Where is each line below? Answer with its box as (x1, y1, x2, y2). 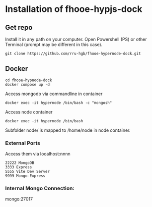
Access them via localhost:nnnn (5, 151, 71, 157)
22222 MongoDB (5, 160, 35, 165)
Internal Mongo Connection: (5, 185, 75, 192)
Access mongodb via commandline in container (5, 91, 103, 97)
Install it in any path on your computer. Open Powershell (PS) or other (5, 36, 148, 42)
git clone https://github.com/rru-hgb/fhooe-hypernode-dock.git (5, 51, 141, 56)
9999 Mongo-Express (5, 173, 46, 179)
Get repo (5, 23, 33, 32)
